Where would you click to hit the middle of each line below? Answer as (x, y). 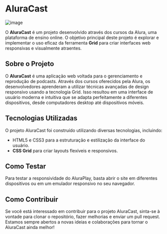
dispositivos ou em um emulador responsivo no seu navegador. (70, 183)
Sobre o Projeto (30, 64)
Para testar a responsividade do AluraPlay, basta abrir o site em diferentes (82, 178)
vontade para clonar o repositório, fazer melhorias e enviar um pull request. (83, 217)
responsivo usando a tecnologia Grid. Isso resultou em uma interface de (79, 92)
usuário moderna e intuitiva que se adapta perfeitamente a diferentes (76, 97)
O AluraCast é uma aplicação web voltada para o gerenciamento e (74, 76)
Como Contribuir (32, 199)
